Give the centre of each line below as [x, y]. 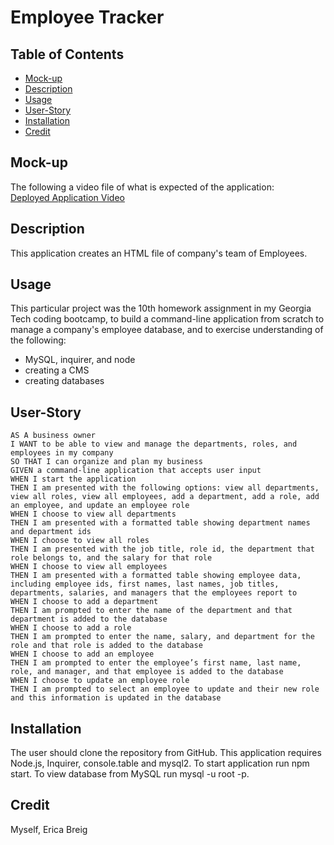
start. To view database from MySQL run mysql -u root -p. [130, 774]
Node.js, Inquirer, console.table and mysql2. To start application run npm [160, 763]
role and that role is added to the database [106, 646]
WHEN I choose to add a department [84, 602]
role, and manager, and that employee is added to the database [147, 672]
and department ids [51, 532]
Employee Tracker [87, 17]
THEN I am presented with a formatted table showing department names [160, 523]
